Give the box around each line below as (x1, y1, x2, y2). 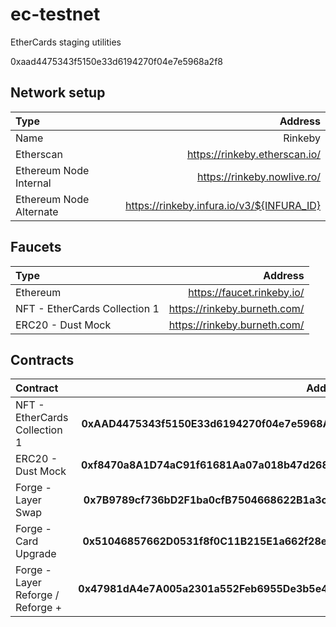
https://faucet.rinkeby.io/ (188, 285, 305, 299)
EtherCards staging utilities (10, 36, 122, 48)
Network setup (10, 84, 106, 102)
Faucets (10, 239, 62, 256)
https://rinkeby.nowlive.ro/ (196, 169, 321, 183)
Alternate (15, 204, 59, 218)
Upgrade (15, 547, 57, 561)
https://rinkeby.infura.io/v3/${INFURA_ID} (125, 198, 321, 212)
